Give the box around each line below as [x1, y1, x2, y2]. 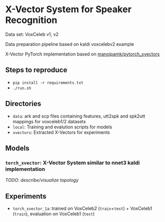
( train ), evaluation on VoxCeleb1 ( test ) [12, 211, 95, 217]
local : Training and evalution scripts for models [12, 124, 113, 130]
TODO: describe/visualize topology [5, 177, 79, 183]
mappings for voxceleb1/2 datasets [12, 118, 86, 124]
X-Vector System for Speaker [5, 4, 132, 15]
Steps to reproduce [5, 66, 68, 74]
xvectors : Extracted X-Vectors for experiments [12, 129, 110, 135]
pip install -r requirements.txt [12, 80, 84, 85]
